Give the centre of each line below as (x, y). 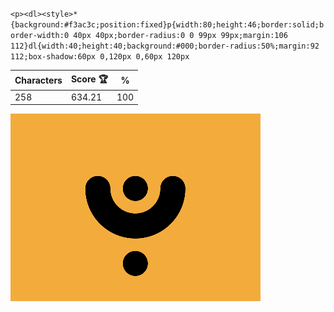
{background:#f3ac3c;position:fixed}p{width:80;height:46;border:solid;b (167, 25)
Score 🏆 (89, 79)
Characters (38, 80)
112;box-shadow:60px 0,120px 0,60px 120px (100, 57)
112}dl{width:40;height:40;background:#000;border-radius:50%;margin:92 (165, 46)
